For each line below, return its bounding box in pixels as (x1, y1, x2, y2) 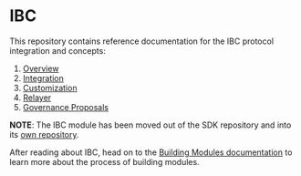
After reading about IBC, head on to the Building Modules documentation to (9, 147, 293, 158)
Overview (22, 63, 59, 74)
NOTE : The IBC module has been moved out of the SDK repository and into (9, 119, 292, 130)
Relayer (22, 92, 52, 103)
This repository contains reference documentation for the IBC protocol (9, 36, 275, 47)
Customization (22, 82, 78, 93)
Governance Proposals (22, 101, 109, 112)
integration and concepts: (9, 45, 107, 56)
